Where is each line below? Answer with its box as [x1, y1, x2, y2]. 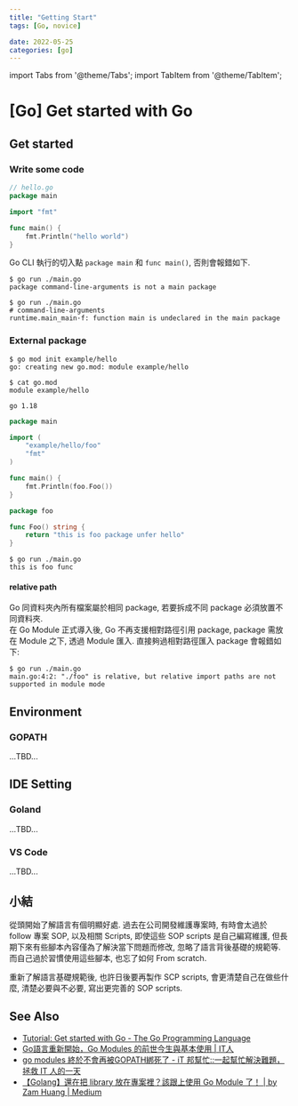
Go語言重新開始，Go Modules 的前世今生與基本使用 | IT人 [21, 1043, 234, 1054]
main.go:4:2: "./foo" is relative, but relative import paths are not [9, 672, 277, 681]
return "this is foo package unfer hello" [25, 531, 185, 540]
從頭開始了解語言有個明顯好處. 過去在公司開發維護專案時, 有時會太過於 [9, 919, 268, 930]
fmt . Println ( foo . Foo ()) [25, 482, 114, 491]
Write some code [9, 163, 85, 175]
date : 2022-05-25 [9, 37, 74, 46]
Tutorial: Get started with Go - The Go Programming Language [21, 1032, 251, 1043]
